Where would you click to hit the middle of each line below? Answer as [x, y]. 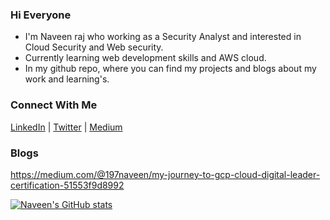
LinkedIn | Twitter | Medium [66, 127]
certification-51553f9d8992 [67, 185]
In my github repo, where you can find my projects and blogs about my [170, 69]
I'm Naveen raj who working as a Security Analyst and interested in [163, 37]
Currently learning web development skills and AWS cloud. [145, 58]
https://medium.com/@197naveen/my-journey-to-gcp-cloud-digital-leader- [165, 174]
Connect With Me [54, 105]
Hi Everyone [41, 15]
